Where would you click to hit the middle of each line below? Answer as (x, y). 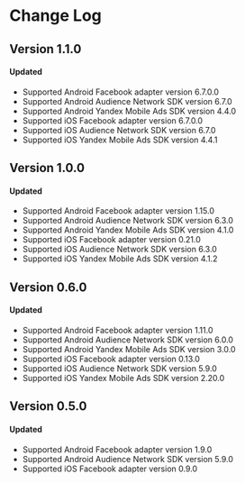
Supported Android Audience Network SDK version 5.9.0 (128, 459)
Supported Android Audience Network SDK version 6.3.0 (128, 221)
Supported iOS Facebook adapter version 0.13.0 (111, 359)
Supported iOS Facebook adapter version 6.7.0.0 (113, 120)
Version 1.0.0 (47, 168)
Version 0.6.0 (48, 287)
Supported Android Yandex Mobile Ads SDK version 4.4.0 (129, 111)
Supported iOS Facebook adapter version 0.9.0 (110, 469)
